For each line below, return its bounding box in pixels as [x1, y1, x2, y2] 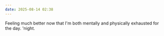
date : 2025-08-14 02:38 [5, 7, 54, 12]
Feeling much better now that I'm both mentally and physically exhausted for [5, 20, 159, 26]
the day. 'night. [5, 25, 35, 31]
